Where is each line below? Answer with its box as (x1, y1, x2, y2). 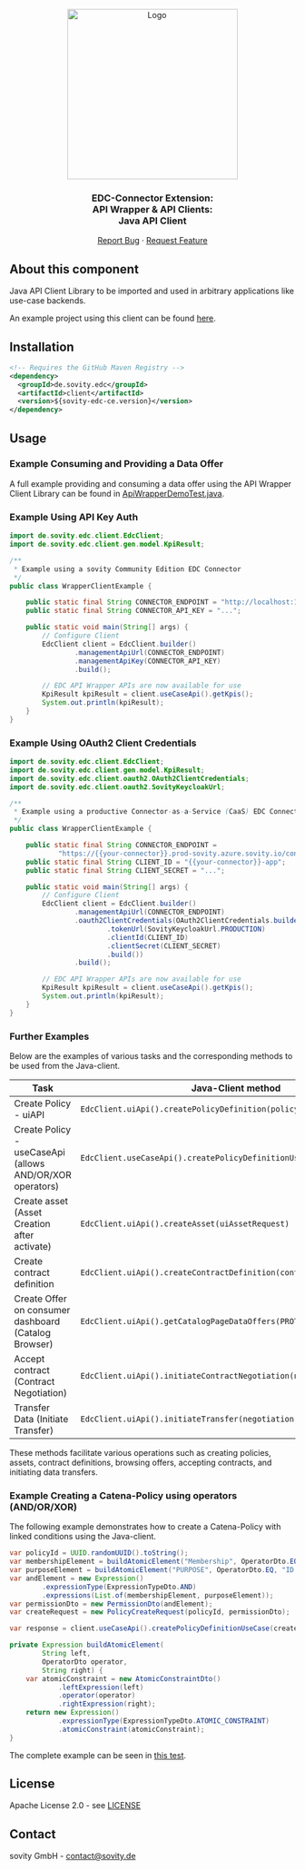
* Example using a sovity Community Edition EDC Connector (13, 564, 242, 574)
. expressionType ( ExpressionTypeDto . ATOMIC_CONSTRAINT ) (57, 1717, 271, 1726)
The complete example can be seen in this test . (9, 1749, 187, 1760)
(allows (14, 1157, 45, 1170)
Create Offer (14, 1292, 67, 1305)
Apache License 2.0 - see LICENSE (9, 1800, 142, 1811)
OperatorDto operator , (42, 1657, 128, 1667)
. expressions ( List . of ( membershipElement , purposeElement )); (42, 1590, 274, 1600)
